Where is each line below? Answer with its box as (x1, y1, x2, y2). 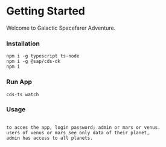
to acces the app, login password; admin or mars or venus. (6, 124, 161, 131)
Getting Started (6, 4, 86, 18)
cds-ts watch (6, 91, 39, 97)
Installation (6, 39, 40, 48)
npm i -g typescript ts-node (6, 53, 80, 59)
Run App (6, 77, 32, 86)
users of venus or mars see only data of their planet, (6, 129, 150, 136)
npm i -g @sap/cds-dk (6, 59, 61, 65)
